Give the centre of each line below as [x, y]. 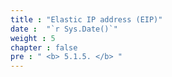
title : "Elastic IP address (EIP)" [86, 19]
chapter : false [44, 47]
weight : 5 [33, 38]
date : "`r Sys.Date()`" [64, 29]
